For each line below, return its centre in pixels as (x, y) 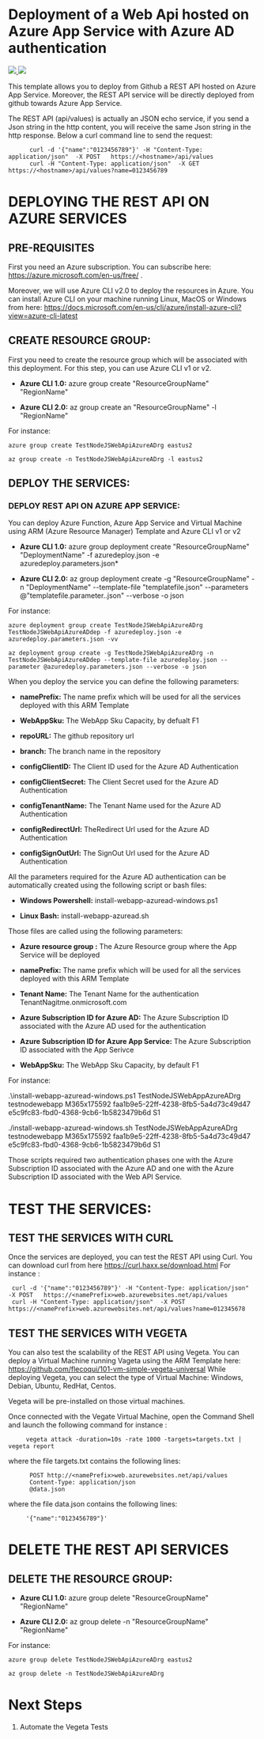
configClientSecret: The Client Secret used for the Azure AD (119, 782)
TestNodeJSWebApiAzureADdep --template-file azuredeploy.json (113, 660)
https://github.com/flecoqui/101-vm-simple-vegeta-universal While (117, 1369)
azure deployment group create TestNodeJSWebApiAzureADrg (106, 626)
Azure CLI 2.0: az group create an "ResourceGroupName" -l (118, 407)
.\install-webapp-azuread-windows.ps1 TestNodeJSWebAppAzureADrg (124, 1096)
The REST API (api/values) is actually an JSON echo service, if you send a (129, 118)
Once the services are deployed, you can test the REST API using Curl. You (130, 1257)
